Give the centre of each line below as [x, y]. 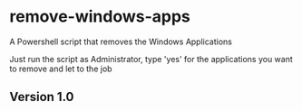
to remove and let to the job [61, 69]
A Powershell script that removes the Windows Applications [121, 42]
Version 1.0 [42, 97]
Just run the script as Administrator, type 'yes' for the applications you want [151, 59]
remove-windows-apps [100, 17]
